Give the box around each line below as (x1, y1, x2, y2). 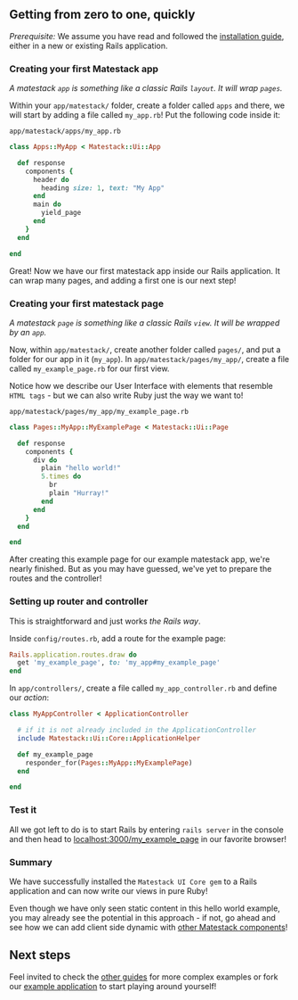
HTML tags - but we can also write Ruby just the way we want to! (9, 390, 244, 401)
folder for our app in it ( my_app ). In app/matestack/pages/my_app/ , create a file (9, 353, 290, 364)
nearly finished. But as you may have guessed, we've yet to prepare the (9, 564, 272, 574)
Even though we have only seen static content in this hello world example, (9, 903, 280, 913)
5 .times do (41, 472, 82, 481)
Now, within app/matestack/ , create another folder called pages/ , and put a (9, 343, 281, 355)
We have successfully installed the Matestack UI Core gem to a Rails (9, 876, 258, 887)
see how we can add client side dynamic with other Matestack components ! (9, 921, 288, 932)
